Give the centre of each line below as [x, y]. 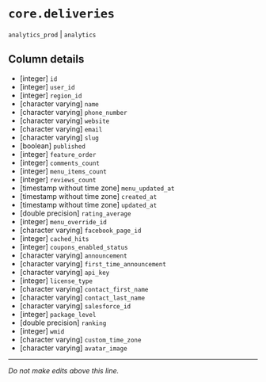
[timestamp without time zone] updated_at [88, 204]
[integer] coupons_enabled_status [74, 246]
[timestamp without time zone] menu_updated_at [97, 188]
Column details [46, 59]
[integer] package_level [58, 314]
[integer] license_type [56, 281]
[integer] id [38, 78]
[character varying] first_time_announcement [93, 263]
